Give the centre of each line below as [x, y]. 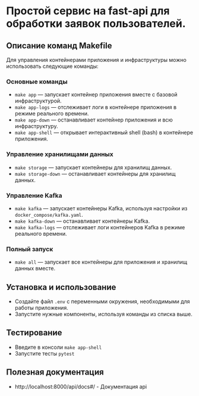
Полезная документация [55, 372]
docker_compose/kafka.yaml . [49, 214]
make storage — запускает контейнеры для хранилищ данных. [93, 167]
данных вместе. [35, 269]
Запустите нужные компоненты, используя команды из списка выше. [104, 314]
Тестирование [34, 333]
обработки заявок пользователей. [96, 24]
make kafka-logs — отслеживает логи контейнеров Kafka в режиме [100, 227]
